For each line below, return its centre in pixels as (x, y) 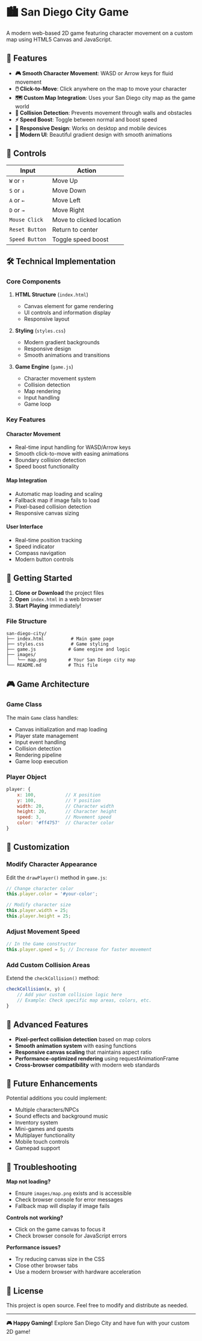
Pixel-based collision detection (53, 506)
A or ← (17, 200)
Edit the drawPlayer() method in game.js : (57, 878)
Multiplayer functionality (45, 1135)
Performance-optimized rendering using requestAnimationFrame (97, 1058)
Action (87, 170)
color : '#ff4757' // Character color (66, 823)
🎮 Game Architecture (48, 684)
